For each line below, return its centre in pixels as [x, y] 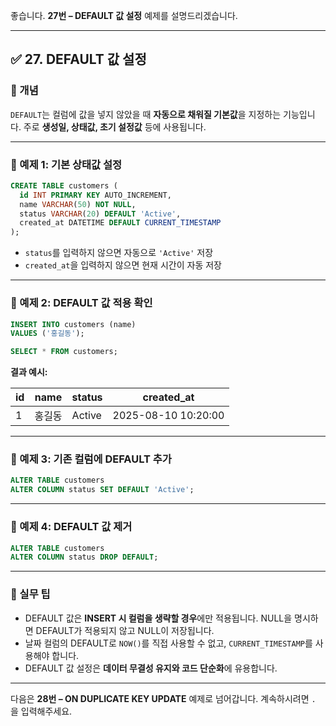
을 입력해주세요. [41, 711]
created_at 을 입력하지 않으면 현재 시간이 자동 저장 [123, 265]
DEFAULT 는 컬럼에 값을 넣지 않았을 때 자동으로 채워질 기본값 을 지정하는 [146, 114]
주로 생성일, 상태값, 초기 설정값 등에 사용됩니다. [115, 126]
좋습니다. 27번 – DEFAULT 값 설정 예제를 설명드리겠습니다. [124, 15]
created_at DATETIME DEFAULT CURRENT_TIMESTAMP [120, 223]
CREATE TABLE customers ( [64, 185]
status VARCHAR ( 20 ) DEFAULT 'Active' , [100, 214]
